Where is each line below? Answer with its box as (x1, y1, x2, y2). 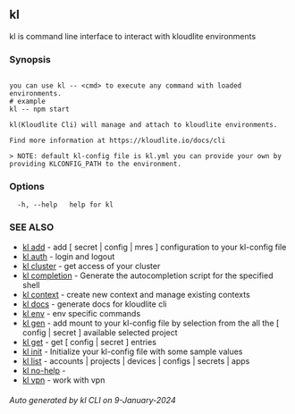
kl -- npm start (9, 105, 70, 114)
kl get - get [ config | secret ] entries (21, 336, 156, 347)
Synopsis (9, 53, 51, 65)
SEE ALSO (9, 221, 55, 233)
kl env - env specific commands (21, 308, 141, 318)
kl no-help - (21, 365, 66, 376)
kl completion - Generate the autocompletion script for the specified (21, 270, 274, 281)
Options (9, 181, 45, 193)
